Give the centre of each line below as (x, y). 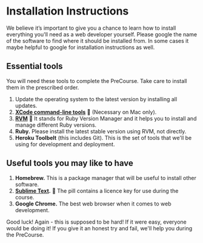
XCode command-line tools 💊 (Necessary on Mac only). (86, 112)
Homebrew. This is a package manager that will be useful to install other (106, 178)
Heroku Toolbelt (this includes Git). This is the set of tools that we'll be (103, 138)
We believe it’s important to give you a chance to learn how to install (91, 28)
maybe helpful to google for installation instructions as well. (81, 47)
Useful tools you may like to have (70, 163)
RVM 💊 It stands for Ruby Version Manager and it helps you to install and (106, 118)
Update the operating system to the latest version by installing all (96, 99)
